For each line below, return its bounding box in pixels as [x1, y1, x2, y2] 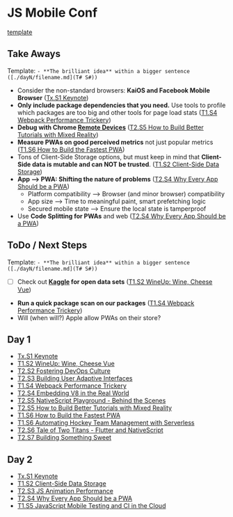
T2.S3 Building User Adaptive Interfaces [17, 374, 133, 383]
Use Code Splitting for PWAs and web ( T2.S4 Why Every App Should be [17, 212, 226, 220]
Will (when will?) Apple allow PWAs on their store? [17, 313, 161, 321]
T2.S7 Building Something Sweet [17, 434, 112, 442]
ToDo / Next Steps [7, 239, 88, 251]
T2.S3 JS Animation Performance [17, 487, 113, 495]
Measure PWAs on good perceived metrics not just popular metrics [17, 138, 214, 146]
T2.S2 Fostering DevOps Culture [17, 367, 111, 375]
